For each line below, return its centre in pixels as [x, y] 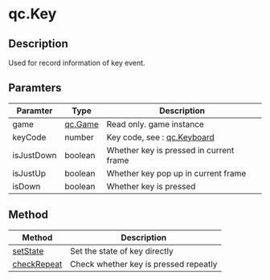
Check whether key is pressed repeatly [143, 264]
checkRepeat [37, 264]
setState [28, 251]
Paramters [35, 88]
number [80, 137]
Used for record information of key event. [77, 63]
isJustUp [29, 173]
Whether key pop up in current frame [176, 173]
